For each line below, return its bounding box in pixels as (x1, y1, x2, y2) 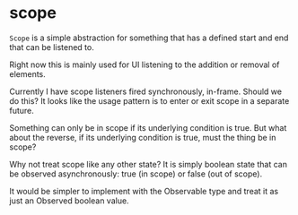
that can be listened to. (9, 41, 94, 52)
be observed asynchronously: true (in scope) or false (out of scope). (9, 168, 263, 179)
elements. (9, 68, 47, 79)
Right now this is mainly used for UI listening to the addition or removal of (9, 59, 280, 70)
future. (9, 105, 34, 116)
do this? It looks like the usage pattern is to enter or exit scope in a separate (9, 95, 290, 106)
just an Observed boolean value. (9, 195, 129, 206)
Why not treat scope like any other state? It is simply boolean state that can (9, 159, 287, 169)
